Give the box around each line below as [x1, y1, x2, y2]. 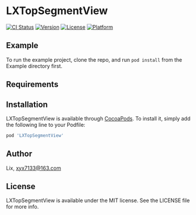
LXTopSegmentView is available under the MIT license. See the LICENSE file [6, 197, 190, 204]
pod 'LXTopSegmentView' [6, 132, 64, 139]
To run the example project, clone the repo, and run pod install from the [6, 56, 183, 63]
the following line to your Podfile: [6, 121, 86, 128]
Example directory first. [6, 62, 63, 69]
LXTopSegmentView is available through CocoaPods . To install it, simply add [6, 115, 191, 122]
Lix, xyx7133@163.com [6, 164, 61, 172]
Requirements [6, 79, 59, 89]
